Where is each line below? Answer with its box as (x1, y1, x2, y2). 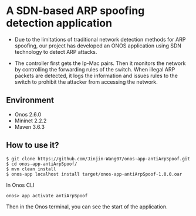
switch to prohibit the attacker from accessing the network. (14, 78, 158, 85)
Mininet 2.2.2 (14, 117, 47, 124)
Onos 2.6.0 (14, 111, 42, 118)
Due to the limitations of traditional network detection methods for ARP (14, 36, 186, 43)
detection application (6, 16, 113, 30)
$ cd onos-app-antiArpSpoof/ (6, 161, 77, 167)
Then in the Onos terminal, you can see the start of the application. (6, 203, 168, 210)
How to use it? (6, 140, 59, 150)
